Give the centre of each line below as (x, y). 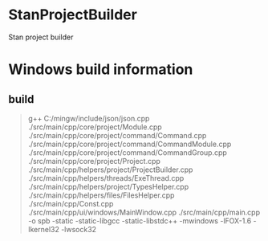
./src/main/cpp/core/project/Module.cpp (95, 127)
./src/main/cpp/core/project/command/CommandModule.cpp (130, 144)
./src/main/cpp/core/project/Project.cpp (94, 161)
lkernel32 (44, 229)
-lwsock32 (79, 229)
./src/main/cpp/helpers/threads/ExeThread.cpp (106, 178)
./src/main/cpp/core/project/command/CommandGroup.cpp (127, 152)
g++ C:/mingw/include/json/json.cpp (89, 118)
